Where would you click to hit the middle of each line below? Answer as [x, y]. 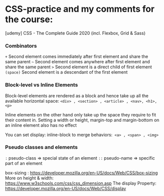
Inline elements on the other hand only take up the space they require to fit [81, 114]
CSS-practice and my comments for [80, 9]
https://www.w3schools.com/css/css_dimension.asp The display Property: [81, 183]
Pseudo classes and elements [41, 147]
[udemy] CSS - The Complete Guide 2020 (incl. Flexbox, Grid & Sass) [75, 33]
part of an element [24, 163]
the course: [29, 19]
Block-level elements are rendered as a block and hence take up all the [77, 96]
